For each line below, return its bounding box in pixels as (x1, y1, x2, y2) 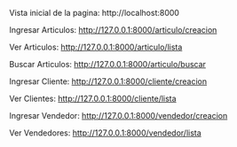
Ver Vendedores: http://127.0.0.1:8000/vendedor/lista (9, 128, 201, 138)
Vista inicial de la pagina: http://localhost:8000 (9, 8, 180, 18)
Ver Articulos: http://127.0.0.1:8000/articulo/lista (9, 42, 183, 52)
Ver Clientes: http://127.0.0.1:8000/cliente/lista (9, 93, 177, 104)
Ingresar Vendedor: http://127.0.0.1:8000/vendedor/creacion (9, 111, 228, 120)
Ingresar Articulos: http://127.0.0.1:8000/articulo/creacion (9, 25, 217, 35)
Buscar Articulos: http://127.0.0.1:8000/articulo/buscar (9, 59, 207, 69)
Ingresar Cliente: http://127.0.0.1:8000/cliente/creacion (9, 76, 208, 87)
